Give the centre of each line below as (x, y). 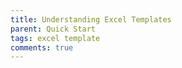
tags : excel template (55, 38)
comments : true (42, 47)
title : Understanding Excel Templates (91, 19)
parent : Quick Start (53, 29)
